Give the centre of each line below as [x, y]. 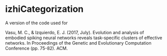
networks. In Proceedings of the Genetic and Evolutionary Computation [78, 43]
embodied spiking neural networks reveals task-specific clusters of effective [84, 38]
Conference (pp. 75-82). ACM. [37, 48]
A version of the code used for [37, 23]
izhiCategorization [44, 9]
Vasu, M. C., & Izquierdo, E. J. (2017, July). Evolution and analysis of [75, 32]
